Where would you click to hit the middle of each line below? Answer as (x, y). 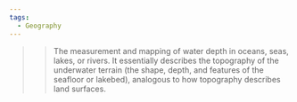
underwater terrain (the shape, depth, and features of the (159, 70)
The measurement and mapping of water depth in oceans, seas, (171, 51)
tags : (19, 17)
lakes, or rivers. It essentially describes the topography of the (166, 60)
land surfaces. (80, 89)
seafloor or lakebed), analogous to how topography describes (167, 79)
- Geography (40, 26)
